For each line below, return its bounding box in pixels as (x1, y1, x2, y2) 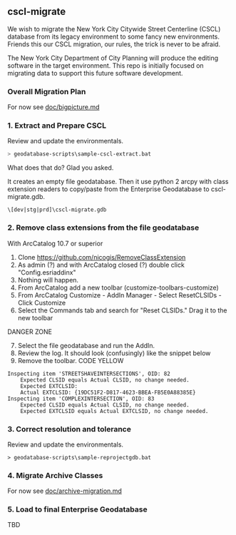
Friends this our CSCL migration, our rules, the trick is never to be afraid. (7, 39, 221, 49)
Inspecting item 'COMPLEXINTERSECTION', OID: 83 (7, 395, 155, 402)
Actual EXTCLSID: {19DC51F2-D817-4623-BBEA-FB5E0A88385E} (20, 389, 196, 396)
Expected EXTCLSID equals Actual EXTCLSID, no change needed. (20, 407, 209, 414)
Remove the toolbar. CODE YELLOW (17, 356, 124, 365)
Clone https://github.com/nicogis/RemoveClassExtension (17, 253, 186, 261)
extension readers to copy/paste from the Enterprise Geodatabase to (7, 185, 210, 193)
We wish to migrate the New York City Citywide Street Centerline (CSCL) (7, 24, 221, 33)
